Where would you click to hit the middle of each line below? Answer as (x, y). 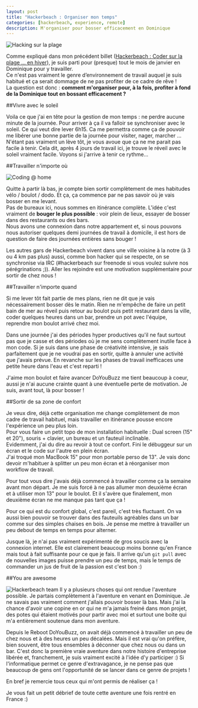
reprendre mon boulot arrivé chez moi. (53, 324)
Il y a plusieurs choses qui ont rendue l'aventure (118, 590)
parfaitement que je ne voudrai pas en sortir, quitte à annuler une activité (95, 354)
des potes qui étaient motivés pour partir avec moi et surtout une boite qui (97, 615)
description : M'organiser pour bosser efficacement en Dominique (88, 28)
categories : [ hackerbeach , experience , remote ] (66, 22)
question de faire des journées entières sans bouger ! (71, 239)
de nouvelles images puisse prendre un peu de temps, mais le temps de (94, 560)
